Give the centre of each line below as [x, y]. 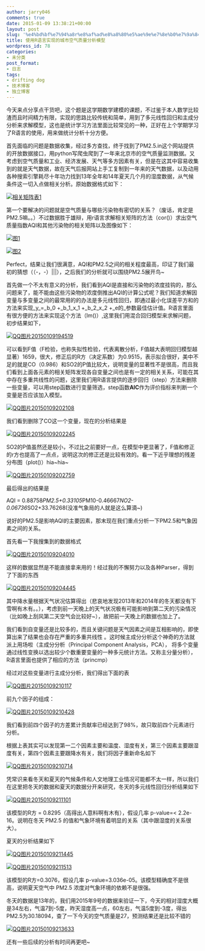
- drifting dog [26, 80]
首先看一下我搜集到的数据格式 [44, 541]
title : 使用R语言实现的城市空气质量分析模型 [56, 40]
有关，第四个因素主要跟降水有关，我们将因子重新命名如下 [84, 753]
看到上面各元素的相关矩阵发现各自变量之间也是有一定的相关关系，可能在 [102, 372]
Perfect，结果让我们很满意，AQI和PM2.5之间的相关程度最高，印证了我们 [98, 264]
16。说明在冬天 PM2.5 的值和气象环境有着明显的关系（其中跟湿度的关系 [96, 820]
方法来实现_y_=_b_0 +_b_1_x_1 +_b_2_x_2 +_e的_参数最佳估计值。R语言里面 [100, 308]
